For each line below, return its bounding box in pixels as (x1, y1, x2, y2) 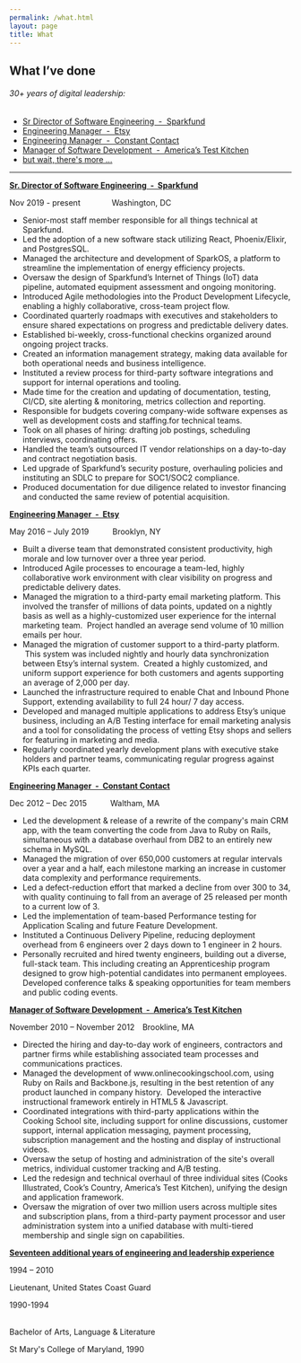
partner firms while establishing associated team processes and (21, 1048, 259, 1060)
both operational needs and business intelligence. (21, 357, 207, 368)
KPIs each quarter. (21, 762, 91, 773)
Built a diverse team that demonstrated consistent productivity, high (21, 543, 273, 554)
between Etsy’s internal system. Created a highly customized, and (21, 657, 268, 669)
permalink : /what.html (9, 13, 94, 22)
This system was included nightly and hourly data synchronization (24, 648, 270, 659)
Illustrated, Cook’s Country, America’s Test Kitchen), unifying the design (21, 1182, 288, 1192)
